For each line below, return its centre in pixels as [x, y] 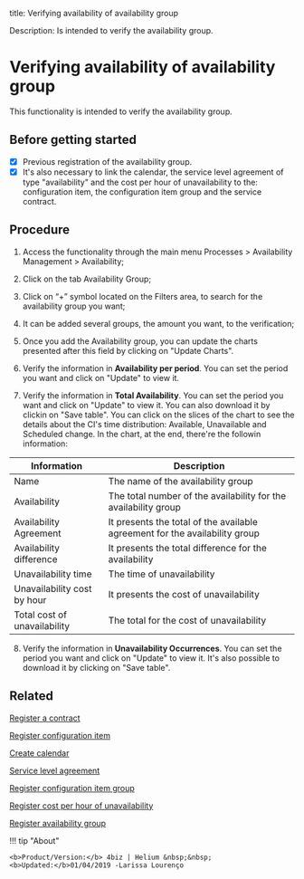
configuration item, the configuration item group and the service [142, 191]
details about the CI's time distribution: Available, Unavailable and [144, 424]
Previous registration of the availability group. [107, 161]
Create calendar [39, 753]
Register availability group [58, 823]
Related [32, 696]
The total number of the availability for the [197, 495]
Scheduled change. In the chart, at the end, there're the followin [142, 434]
